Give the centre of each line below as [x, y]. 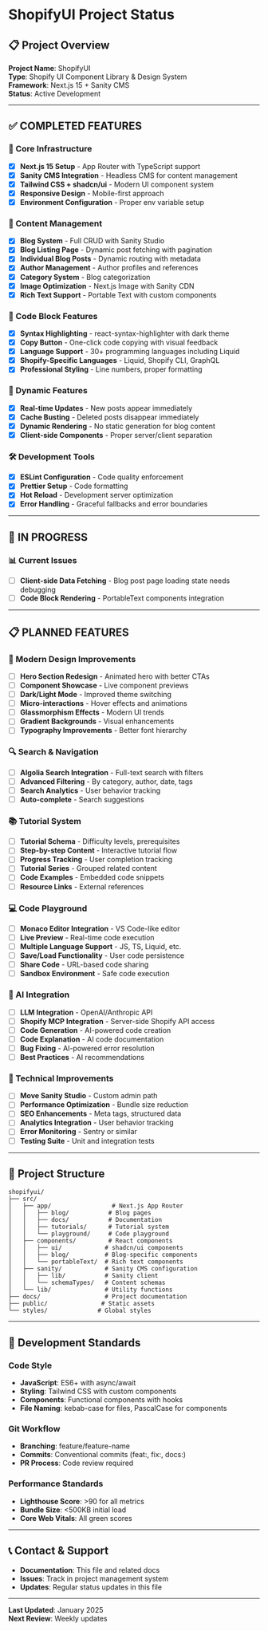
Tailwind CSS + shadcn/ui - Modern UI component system [116, 184]
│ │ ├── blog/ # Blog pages [80, 1213]
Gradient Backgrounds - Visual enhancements [97, 721]
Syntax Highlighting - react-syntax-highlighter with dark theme [124, 333]
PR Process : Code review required [77, 1463]
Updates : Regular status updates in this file [91, 1587]
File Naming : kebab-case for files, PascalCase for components [123, 1408]
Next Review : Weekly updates [58, 1618]
